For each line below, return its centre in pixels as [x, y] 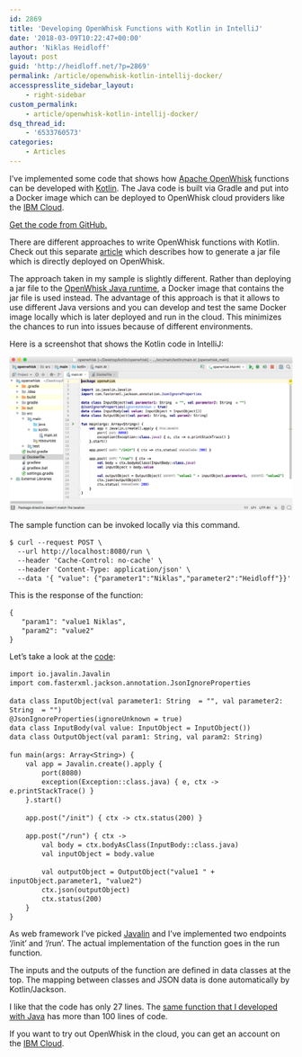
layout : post [34, 57]
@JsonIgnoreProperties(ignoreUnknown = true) [96, 720]
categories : [31, 143]
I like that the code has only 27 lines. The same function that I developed [144, 1007]
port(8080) [62, 774]
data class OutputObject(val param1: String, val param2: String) [136, 738]
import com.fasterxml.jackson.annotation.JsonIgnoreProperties [130, 684]
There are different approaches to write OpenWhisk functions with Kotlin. [145, 242]
